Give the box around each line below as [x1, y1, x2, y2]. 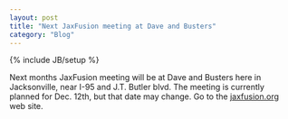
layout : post [9, 13, 59, 23]
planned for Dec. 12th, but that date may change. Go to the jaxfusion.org [9, 91, 279, 102]
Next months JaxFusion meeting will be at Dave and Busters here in [9, 72, 262, 83]
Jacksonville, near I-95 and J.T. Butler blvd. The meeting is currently [9, 82, 265, 93]
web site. [9, 101, 43, 112]
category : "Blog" [9, 30, 75, 39]
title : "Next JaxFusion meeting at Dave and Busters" [9, 22, 217, 31]
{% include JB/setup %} [9, 55, 100, 66]
